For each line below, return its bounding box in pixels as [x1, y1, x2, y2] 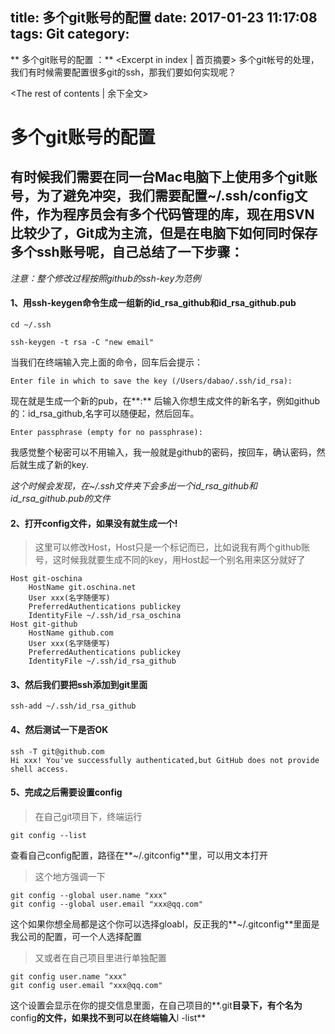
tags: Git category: [10, 26, 130, 43]
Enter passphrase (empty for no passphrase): [10, 428, 203, 438]
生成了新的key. [27, 459, 89, 471]
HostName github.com [28, 628, 114, 638]
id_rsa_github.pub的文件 [10, 493, 111, 505]
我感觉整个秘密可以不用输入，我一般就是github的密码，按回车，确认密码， [10, 446, 317, 458]
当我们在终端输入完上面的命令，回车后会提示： [10, 356, 203, 368]
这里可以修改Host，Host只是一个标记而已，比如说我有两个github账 [34, 541, 311, 553]
